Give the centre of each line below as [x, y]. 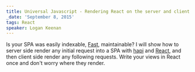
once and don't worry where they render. [56, 63]
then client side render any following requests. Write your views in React [93, 57]
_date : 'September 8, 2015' [40, 17]
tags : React [20, 22]
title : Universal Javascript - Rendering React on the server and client [98, 11]
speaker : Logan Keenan [34, 28]
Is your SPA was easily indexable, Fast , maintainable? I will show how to [93, 44]
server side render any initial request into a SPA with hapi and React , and [94, 51]
